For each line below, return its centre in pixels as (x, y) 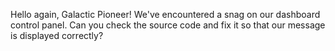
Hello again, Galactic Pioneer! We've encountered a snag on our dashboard (165, 14)
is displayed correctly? (57, 35)
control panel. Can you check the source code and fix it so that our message (168, 25)
